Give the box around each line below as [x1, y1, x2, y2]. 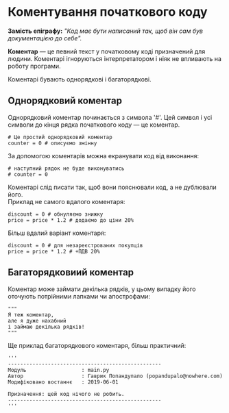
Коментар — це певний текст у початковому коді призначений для [8, 47, 206, 55]
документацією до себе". [8, 34, 82, 42]
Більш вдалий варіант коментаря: [8, 229, 106, 237]
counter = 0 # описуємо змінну [8, 140, 97, 147]
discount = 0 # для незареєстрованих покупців [8, 242, 143, 249]
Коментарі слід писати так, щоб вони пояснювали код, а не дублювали [8, 183, 217, 191]
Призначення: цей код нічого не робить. [8, 390, 125, 397]
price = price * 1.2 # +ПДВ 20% [8, 248, 100, 255]
